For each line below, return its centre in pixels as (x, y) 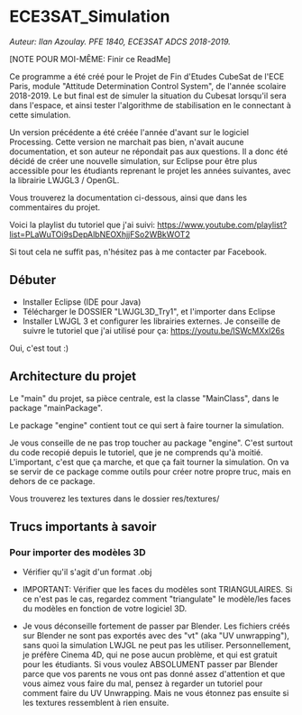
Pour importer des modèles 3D (78, 552)
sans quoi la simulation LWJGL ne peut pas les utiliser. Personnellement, (156, 646)
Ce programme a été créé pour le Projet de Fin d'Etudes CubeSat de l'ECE (147, 76)
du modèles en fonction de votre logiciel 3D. (105, 609)
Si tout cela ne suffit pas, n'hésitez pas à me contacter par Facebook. (138, 252)
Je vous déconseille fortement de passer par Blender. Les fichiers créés (156, 626)
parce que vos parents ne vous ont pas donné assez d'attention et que (154, 674)
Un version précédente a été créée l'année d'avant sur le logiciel (129, 132)
